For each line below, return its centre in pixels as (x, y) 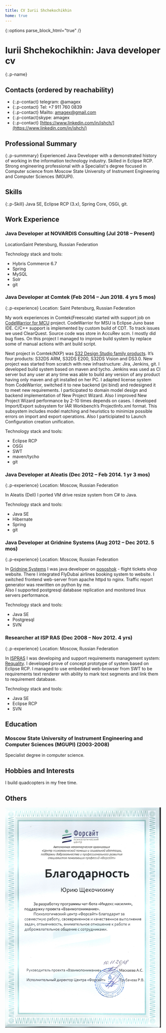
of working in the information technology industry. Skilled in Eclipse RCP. (79, 161)
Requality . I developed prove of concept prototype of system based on (77, 663)
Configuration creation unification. (40, 421)
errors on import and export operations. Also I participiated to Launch (76, 416)
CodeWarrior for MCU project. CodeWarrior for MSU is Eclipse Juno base (80, 323)
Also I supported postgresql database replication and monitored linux (75, 590)
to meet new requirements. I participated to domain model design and (76, 390)
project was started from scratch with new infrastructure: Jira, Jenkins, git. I (82, 364)
